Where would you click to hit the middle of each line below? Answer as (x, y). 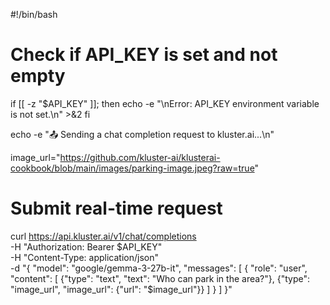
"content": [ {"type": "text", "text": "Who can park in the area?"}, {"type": (160, 278)
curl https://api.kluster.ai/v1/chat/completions (103, 236)
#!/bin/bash (34, 14)
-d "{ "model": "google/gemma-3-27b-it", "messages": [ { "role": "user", (159, 268)
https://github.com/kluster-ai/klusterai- (140, 157)
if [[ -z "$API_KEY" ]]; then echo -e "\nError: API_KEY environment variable (165, 103)
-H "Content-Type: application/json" (84, 257)
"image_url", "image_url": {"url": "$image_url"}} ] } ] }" (121, 289)
